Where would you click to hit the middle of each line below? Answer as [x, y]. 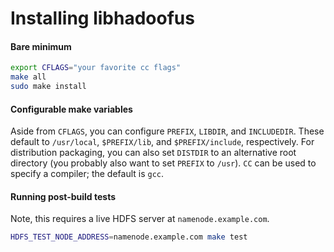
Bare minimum [41, 46]
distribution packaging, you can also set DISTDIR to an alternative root [153, 153]
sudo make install [48, 87]
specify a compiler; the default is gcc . [87, 174]
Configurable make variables [71, 109]
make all [28, 77]
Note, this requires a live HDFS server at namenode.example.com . [140, 219]
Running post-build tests [63, 196]
